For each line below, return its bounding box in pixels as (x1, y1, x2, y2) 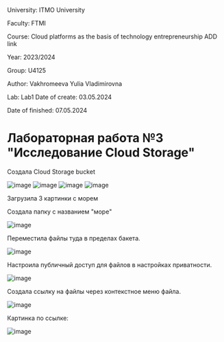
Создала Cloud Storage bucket (7, 168, 96, 176)
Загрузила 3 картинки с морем (7, 194, 99, 202)
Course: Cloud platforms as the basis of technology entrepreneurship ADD (7, 32, 218, 41)
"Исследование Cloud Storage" (7, 145, 195, 161)
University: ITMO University (7, 6, 86, 14)
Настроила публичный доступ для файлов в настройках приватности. (7, 260, 212, 269)
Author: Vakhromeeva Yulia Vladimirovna (7, 80, 123, 88)
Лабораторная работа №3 (7, 130, 164, 146)
